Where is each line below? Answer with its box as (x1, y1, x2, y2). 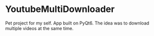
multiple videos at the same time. (5, 25, 74, 31)
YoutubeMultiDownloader (5, 3, 115, 15)
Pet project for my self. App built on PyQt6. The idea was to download (5, 20, 149, 26)
